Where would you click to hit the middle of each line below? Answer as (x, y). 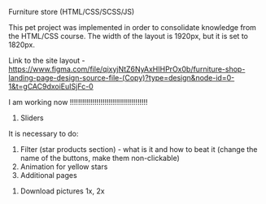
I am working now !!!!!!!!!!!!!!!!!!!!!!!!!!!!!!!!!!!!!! (78, 102)
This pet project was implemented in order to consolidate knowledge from (132, 27)
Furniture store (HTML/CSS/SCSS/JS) (72, 12)
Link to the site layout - (47, 61)
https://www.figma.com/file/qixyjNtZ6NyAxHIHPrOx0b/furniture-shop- (127, 69)
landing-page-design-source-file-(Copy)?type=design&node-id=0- (122, 78)
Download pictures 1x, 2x (62, 191)
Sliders (32, 118)
